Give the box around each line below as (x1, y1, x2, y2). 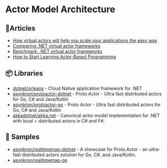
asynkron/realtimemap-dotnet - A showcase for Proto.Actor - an (12, 146, 148, 152)
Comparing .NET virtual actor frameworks (12, 43, 101, 49)
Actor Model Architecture (5, 4, 116, 15)
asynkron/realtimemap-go (12, 157, 68, 163)
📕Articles (5, 24, 36, 33)
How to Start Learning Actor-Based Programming (12, 54, 116, 60)
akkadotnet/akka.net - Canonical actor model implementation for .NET (12, 112, 160, 118)
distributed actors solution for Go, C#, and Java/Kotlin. (22, 152, 136, 158)
